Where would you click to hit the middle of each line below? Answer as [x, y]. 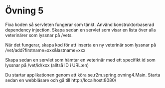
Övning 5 [24, 11]
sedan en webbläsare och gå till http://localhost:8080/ [61, 80]
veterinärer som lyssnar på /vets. [39, 35]
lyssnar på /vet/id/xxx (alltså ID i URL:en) [47, 65]
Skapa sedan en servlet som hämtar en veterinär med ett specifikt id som [81, 59]
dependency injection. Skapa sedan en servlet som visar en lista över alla [81, 29]
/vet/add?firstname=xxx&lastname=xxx [45, 50]
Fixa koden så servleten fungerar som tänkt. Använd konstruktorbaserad [80, 24]
